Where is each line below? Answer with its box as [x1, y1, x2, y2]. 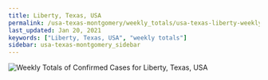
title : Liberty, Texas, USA [8, 11, 102, 20]
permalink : [8, 19, 45, 27]
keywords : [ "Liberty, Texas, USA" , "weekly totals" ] [8, 33, 187, 42]
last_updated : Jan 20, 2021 [8, 26, 102, 34]
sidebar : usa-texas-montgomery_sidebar [8, 41, 141, 49]
